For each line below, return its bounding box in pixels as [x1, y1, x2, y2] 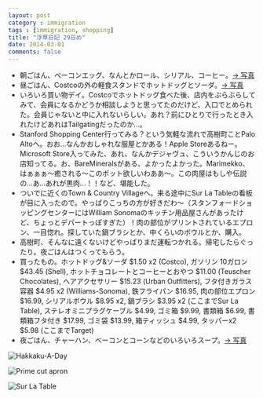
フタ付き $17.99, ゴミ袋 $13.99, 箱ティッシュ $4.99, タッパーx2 [33, 316, 237, 325]
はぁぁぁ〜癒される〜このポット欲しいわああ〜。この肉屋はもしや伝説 [19, 169, 247, 177]
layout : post [8, 11, 51, 20]
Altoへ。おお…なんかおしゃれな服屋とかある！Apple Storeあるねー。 [19, 139, 242, 148]
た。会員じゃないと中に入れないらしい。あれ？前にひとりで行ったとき [19, 110, 247, 119]
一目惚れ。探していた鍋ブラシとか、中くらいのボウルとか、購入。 [32, 228, 246, 236]
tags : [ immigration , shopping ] [8, 26, 114, 34]
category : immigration [8, 19, 86, 27]
